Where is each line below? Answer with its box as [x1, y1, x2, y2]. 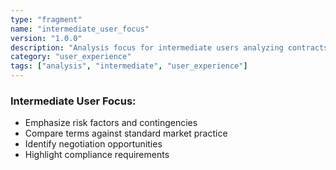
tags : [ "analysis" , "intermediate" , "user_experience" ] [10, 61, 248, 71]
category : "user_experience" [10, 52, 132, 62]
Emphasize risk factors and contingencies [24, 117, 198, 129]
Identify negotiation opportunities [24, 138, 163, 150]
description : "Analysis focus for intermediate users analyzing [10, 42, 284, 53]
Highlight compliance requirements [24, 149, 170, 161]
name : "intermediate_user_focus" [10, 24, 150, 34]
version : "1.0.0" [10, 33, 83, 43]
